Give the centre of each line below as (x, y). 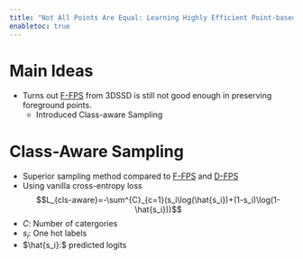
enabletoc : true (40, 26)
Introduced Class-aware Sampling (99, 115)
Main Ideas (51, 71)
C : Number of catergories (70, 224)
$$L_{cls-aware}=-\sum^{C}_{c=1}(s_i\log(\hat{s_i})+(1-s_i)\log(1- (158, 200)
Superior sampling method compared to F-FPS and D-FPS (130, 176)
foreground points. (57, 106)
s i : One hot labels (55, 234)
